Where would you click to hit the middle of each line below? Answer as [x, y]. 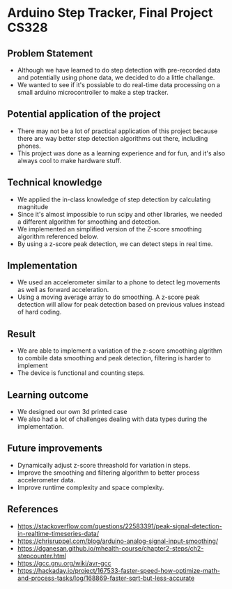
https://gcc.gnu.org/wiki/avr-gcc [64, 563]
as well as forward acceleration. [63, 290]
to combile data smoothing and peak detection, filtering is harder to [114, 358]
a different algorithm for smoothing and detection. [89, 222]
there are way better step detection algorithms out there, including [113, 138]
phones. [29, 146]
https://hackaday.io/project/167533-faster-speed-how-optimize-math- [119, 570]
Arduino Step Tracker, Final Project [110, 13]
